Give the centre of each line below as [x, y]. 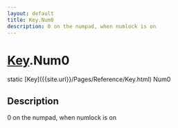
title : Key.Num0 [30, 20]
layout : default [30, 13]
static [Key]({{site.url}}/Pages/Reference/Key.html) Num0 [89, 79]
